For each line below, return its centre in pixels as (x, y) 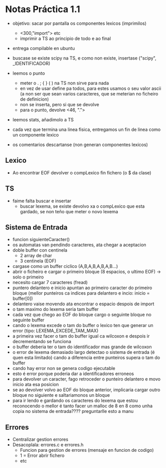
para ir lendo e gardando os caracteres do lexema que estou (75, 401)
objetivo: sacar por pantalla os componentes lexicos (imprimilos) (79, 23)
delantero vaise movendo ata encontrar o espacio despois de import (83, 304)
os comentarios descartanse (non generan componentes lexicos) (80, 145)
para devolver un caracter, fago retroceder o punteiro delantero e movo (87, 379)
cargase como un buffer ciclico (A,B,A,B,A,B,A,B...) (65, 266)
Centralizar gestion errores (40, 439)
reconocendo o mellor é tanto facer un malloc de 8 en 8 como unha (82, 406)
